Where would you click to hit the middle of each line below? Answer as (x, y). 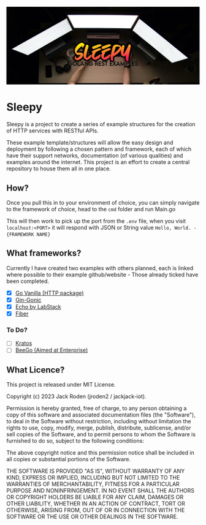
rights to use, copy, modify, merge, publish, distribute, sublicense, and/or (99, 428)
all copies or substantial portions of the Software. (68, 459)
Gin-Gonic (28, 300)
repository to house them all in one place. (59, 168)
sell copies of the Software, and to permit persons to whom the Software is (101, 434)
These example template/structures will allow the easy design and (90, 143)
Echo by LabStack (38, 306)
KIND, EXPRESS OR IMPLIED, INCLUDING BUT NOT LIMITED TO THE (93, 478)
